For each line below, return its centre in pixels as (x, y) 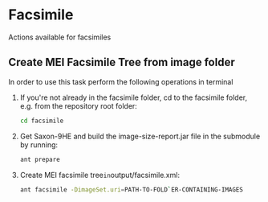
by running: (39, 144)
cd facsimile (42, 121)
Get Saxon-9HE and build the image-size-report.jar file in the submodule (140, 136)
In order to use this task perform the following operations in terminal (121, 81)
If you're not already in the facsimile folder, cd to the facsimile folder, (134, 97)
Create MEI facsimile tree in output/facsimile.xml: (100, 175)
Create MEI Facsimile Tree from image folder (122, 62)
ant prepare (40, 159)
